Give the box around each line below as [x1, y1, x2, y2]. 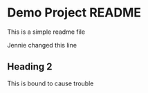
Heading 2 [7, 61, 53, 73]
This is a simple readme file [7, 28, 85, 36]
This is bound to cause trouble [7, 79, 94, 87]
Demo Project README [7, 5, 142, 21]
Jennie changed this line [7, 41, 77, 49]
